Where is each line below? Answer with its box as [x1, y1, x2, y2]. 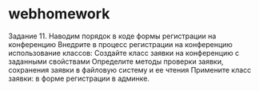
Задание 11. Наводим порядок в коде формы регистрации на [8, 31, 217, 41]
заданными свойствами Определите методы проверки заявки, [8, 57, 224, 66]
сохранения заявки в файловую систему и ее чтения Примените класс [8, 65, 252, 74]
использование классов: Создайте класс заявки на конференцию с [8, 48, 240, 57]
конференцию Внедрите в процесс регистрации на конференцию [8, 39, 233, 49]
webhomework [8, 5, 110, 23]
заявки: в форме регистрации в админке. [8, 73, 150, 83]
